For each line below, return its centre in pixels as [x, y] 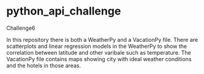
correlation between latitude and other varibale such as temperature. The [99, 52]
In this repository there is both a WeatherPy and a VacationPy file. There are [102, 39]
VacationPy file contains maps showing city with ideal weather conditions [99, 59]
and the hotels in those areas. [44, 66]
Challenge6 [21, 28]
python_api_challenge [64, 11]
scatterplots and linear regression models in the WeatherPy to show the [97, 46]
